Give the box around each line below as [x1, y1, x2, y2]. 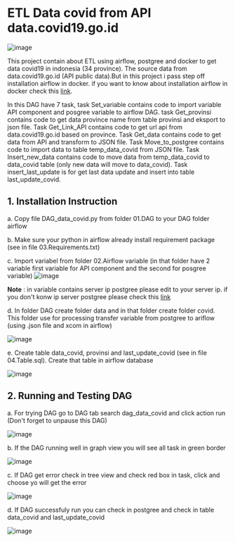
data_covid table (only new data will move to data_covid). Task [7, 160, 188, 168]
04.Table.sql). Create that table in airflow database [7, 355, 154, 364]
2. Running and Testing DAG [7, 390, 133, 402]
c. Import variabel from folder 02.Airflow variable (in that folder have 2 [7, 256, 210, 265]
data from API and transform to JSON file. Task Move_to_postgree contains [7, 137, 224, 146]
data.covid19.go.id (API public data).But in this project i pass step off [7, 72, 206, 80]
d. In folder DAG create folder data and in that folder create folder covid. [7, 306, 215, 315]
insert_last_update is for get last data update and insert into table [7, 168, 195, 176]
